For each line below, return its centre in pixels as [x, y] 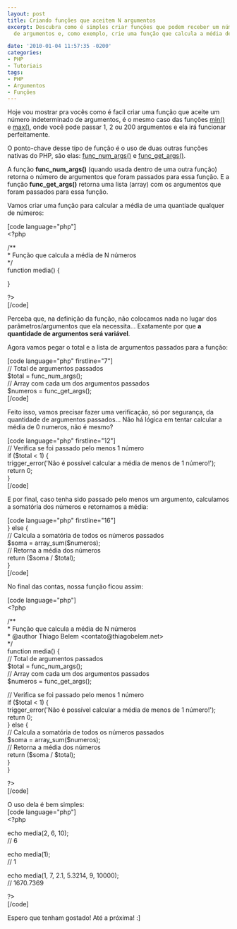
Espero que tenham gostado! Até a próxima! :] [74, 918]
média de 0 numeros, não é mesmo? [60, 427]
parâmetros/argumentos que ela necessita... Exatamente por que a [104, 326]
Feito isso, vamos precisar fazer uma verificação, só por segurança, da [110, 412]
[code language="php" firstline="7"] [60, 361]
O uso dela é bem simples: [46, 805]
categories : [25, 53]
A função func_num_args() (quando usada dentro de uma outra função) [112, 169]
